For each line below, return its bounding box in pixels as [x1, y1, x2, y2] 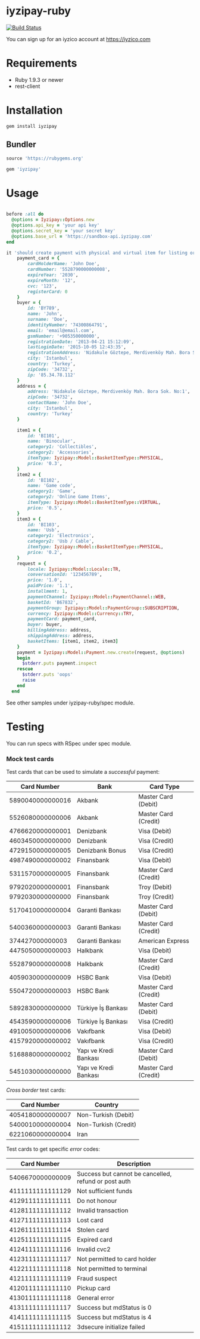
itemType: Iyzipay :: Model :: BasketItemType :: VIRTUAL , [27, 500, 161, 505]
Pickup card [77, 1283, 111, 1292]
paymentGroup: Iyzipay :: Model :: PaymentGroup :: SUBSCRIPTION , [27, 605, 180, 611]
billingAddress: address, [27, 627, 92, 633]
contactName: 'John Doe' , [27, 400, 92, 406]
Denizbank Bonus [77, 846, 126, 854]
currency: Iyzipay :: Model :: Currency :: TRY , [27, 611, 135, 617]
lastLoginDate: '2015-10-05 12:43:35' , [27, 344, 127, 350]
